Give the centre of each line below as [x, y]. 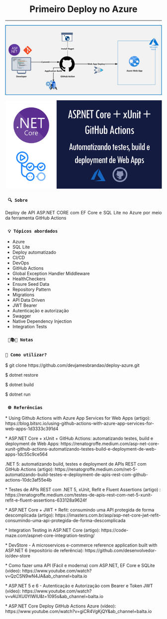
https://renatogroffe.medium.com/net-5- [96, 469]
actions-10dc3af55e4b [29, 480]
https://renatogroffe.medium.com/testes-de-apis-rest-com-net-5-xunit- [79, 495]
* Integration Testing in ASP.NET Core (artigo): [53, 530]
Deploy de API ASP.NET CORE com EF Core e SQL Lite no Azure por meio [83, 212]
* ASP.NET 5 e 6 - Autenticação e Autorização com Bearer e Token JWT [79, 586]
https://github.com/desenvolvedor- [121, 551]
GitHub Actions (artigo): [29, 469]
